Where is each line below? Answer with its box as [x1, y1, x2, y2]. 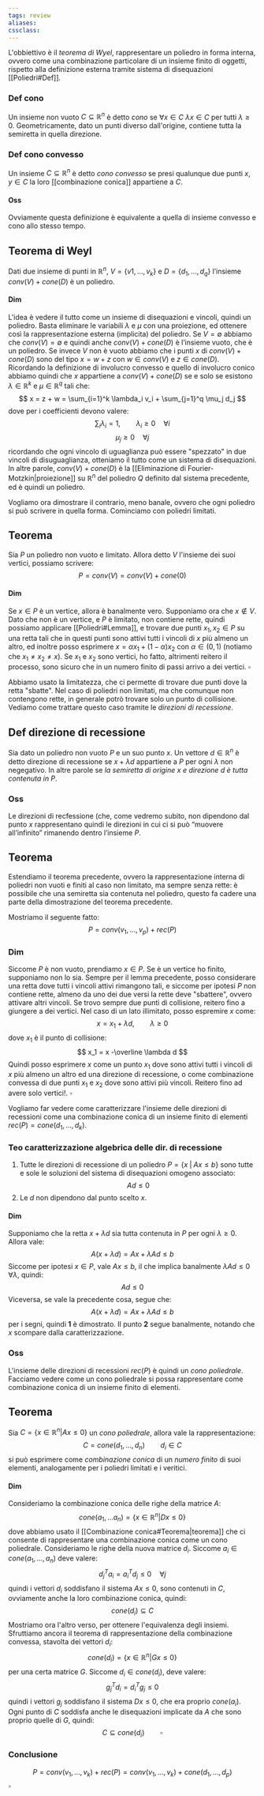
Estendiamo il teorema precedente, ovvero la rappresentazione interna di [8, 872, 245, 881]
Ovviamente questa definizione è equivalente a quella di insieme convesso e [8, 213, 256, 222]
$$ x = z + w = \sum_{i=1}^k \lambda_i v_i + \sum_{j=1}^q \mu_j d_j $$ [18, 393, 247, 403]
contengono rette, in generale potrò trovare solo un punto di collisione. [8, 695, 238, 704]
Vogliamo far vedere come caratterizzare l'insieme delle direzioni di [8, 1104, 227, 1113]
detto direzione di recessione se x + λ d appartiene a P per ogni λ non [8, 756, 234, 766]
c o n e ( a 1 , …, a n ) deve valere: [8, 1553, 99, 1565]
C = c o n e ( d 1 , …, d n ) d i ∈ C [82, 1440, 183, 1451]
